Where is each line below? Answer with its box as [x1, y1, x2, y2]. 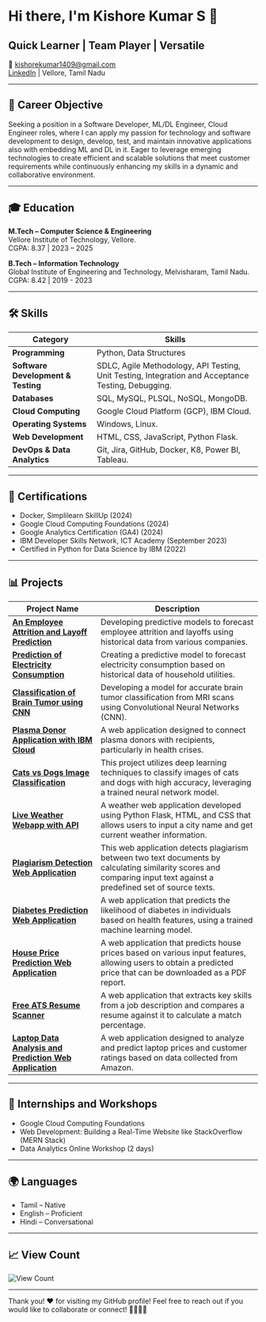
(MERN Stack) [19, 1135, 66, 1145]
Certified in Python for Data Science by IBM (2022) [19, 544, 186, 554]
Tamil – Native [19, 1200, 66, 1210]
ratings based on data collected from [100, 1053, 238, 1064]
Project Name [26, 604, 79, 615]
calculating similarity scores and [100, 863, 221, 874]
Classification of [12, 687, 76, 698]
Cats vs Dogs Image [12, 768, 89, 779]
